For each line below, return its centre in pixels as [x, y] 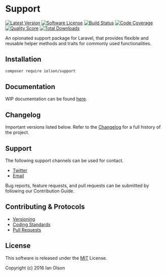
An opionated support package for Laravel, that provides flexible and [77, 38]
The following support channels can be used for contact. [65, 161]
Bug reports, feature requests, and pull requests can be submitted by [77, 186]
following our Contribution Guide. [40, 191]
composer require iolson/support [40, 71]
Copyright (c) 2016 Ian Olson [35, 268]
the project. [17, 133]
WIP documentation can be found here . [46, 99]
